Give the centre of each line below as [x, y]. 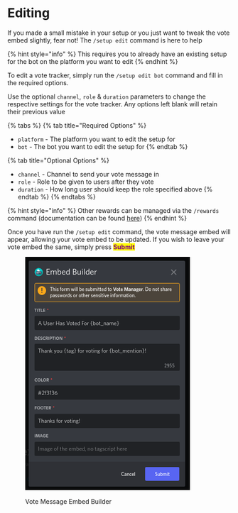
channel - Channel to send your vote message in [88, 174]
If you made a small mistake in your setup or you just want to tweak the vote [119, 33]
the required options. [38, 82]
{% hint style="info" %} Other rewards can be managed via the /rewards [113, 210]
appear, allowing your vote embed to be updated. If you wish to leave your [116, 239]
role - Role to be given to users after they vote [86, 182]
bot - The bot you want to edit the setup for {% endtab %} [103, 146]
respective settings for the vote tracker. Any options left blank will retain [113, 104]
